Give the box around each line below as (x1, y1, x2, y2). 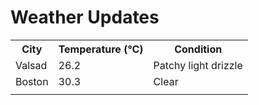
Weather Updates (10, 6, 160, 29)
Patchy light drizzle (153, 58, 243, 72)
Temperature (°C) (58, 42, 144, 56)
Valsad (15, 58, 48, 72)
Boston (15, 74, 49, 88)
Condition (174, 42, 223, 56)
